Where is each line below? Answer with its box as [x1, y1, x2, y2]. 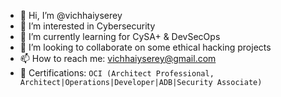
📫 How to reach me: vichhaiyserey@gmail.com [19, 53, 217, 64]
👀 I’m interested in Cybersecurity [19, 20, 156, 32]
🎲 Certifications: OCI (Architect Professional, [19, 67, 215, 79]
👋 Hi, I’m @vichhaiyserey [19, 10, 123, 21]
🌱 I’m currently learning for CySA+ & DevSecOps [19, 31, 221, 42]
